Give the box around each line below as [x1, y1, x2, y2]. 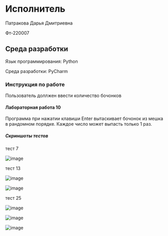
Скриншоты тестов [5, 132, 49, 138]
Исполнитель [5, 3, 65, 15]
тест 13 [5, 166, 21, 172]
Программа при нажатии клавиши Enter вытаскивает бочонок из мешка [5, 115, 163, 122]
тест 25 [5, 195, 21, 201]
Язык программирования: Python [5, 58, 78, 64]
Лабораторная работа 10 [5, 104, 61, 110]
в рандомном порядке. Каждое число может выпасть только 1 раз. [5, 121, 152, 127]
